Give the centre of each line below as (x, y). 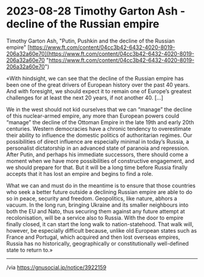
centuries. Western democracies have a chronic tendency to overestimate (99, 128)
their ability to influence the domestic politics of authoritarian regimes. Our (99, 135)
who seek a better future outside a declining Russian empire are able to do (99, 192)
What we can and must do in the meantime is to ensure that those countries (101, 185)
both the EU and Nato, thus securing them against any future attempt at (96, 211)
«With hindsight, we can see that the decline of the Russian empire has (95, 78)
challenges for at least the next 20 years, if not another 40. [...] (85, 98)
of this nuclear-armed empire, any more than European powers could (93, 116)
